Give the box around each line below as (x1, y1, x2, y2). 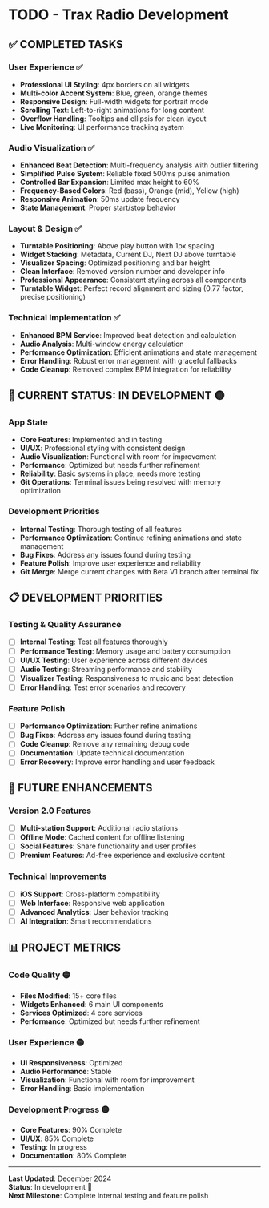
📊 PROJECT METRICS (8, 941, 122, 955)
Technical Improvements (8, 871, 107, 882)
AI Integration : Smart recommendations (19, 916, 152, 926)
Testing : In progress (19, 1142, 88, 1152)
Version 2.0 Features (8, 805, 92, 816)
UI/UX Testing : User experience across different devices (19, 655, 208, 665)
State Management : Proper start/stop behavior (19, 203, 176, 213)
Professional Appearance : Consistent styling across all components (19, 275, 247, 285)
